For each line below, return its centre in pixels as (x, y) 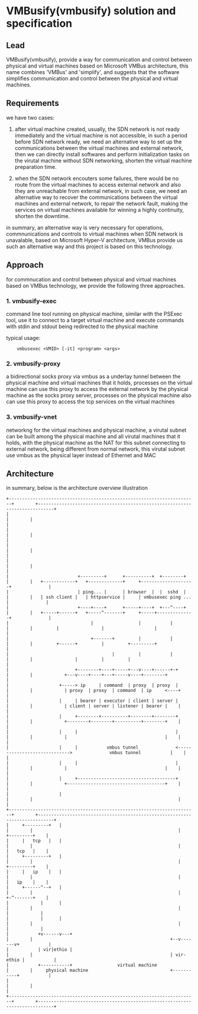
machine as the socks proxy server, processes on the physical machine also (99, 396)
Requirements (33, 103)
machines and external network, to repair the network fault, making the (101, 203)
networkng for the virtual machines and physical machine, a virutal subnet (96, 430)
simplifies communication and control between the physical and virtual (92, 78)
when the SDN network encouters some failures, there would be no (97, 178)
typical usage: (23, 338)
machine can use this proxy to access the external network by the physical (97, 389)
